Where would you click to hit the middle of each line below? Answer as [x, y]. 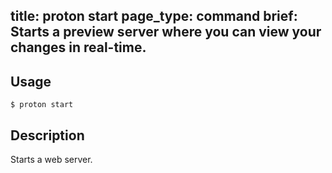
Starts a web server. [51, 160]
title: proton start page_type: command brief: [154, 16]
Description [47, 135]
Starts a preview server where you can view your [166, 32]
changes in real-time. [78, 47]
